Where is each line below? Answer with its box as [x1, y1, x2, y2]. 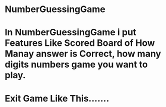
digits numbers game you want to [5, 59, 148, 70]
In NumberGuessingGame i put [5, 27, 137, 38]
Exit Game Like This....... [5, 92, 109, 104]
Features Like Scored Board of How [5, 37, 155, 49]
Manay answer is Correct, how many [5, 48, 161, 60]
